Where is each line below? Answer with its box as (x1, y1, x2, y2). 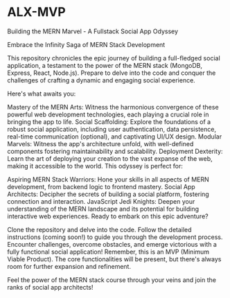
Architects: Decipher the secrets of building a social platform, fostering (7, 190, 209, 198)
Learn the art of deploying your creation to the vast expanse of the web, (7, 154, 213, 163)
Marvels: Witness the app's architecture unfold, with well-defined (7, 139, 194, 148)
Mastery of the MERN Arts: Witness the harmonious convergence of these (7, 103, 220, 111)
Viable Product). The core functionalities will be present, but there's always (7, 254, 222, 263)
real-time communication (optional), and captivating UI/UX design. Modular (7, 132, 222, 141)
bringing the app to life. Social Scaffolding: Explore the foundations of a (7, 117, 211, 125)
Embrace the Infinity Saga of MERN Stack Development (7, 40, 166, 49)
